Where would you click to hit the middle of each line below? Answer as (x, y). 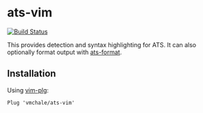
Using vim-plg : (28, 90)
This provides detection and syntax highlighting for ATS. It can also (102, 45)
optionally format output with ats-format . (64, 52)
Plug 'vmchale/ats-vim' (41, 103)
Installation (32, 74)
